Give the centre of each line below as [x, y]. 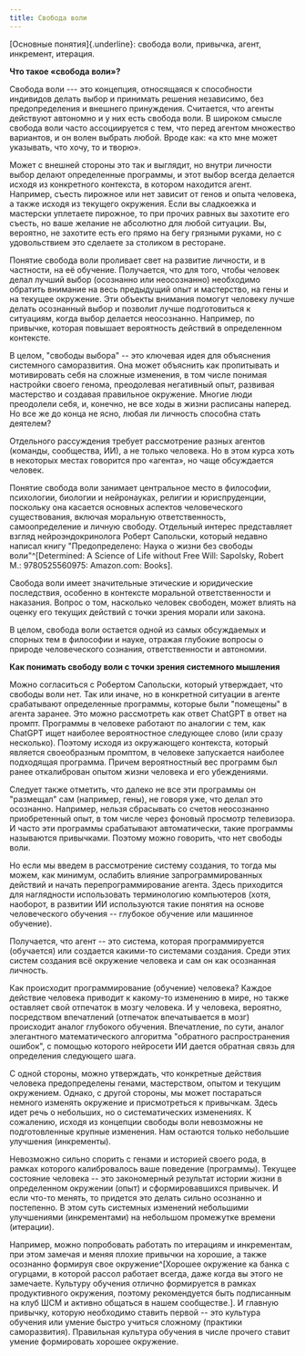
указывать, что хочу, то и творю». [75, 147]
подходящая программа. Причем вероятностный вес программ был [143, 762]
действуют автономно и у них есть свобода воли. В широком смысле [146, 118]
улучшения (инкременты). [61, 1141]
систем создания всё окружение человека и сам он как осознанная [142, 960]
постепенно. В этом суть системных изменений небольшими [129, 1207]
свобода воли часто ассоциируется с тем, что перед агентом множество [152, 128]
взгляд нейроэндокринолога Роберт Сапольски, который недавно [139, 536]
